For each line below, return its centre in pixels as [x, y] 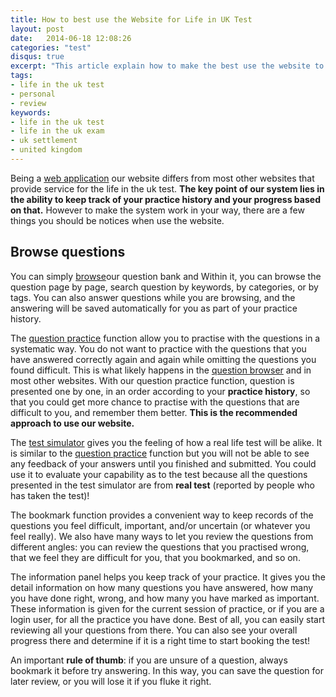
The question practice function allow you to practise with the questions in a [165, 338]
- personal [33, 94]
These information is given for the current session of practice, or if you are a [167, 608]
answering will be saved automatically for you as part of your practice [154, 308]
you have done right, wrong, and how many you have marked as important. [165, 598]
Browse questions [68, 252]
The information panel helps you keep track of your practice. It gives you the [168, 577]
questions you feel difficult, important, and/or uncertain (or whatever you [160, 525]
